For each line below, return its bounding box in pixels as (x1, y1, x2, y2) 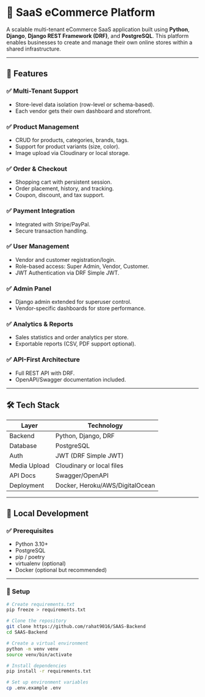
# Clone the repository (6, 618, 67, 624)
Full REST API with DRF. (15, 369, 75, 377)
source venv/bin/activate (6, 651, 72, 658)
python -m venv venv (6, 646, 59, 652)
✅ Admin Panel (6, 284, 52, 292)
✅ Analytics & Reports (6, 320, 73, 328)
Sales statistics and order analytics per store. (15, 334, 129, 341)
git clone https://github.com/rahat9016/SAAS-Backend (6, 624, 146, 630)
